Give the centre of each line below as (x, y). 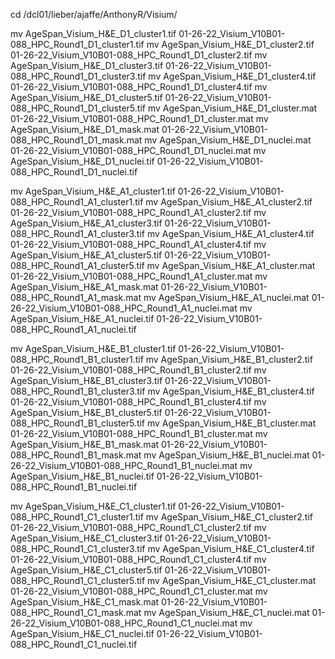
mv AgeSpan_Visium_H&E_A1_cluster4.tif (230, 233)
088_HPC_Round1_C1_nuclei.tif (74, 644)
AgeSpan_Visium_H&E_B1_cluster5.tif (86, 412)
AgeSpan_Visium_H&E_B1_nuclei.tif (82, 476)
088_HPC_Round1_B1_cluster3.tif (78, 391)
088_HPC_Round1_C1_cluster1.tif (77, 517)
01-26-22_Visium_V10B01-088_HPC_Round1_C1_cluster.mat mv (139, 591)
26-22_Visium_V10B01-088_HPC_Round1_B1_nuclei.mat (124, 465)
